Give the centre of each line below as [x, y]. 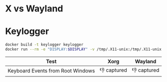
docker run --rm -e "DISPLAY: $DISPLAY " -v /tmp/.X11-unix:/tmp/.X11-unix [83, 49]
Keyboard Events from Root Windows [51, 71]
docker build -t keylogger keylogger [44, 45]
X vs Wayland [34, 9]
